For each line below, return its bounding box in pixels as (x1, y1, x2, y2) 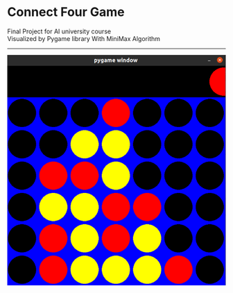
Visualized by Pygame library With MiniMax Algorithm (7, 34, 161, 42)
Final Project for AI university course (7, 27, 112, 35)
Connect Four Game (7, 4, 125, 20)
